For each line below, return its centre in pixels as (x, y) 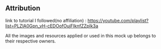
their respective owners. (31, 41)
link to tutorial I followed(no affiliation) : (46, 20)
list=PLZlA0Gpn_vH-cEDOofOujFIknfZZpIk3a (52, 26)
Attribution (23, 8)
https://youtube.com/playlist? (118, 20)
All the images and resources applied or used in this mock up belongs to (80, 35)
